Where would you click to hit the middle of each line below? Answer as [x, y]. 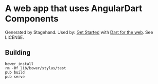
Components [32, 19]
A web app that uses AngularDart [74, 8]
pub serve [15, 76]
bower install [19, 64]
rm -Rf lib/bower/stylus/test [36, 68]
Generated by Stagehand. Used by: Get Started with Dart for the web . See [79, 32]
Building [18, 53]
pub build [15, 72]
